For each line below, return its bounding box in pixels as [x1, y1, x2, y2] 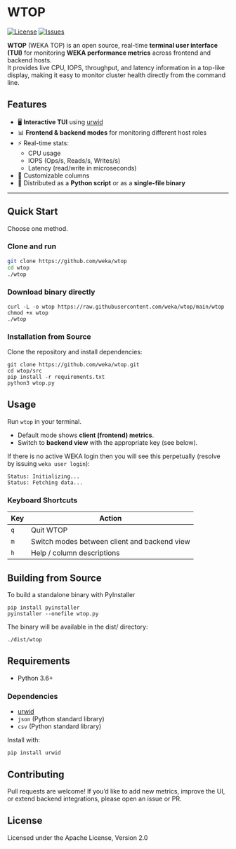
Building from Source [7, 572, 102, 584]
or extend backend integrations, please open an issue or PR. [7, 794, 182, 803]
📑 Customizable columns [17, 171, 90, 180]
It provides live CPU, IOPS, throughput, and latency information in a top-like [7, 63, 225, 72]
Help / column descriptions [30, 548, 120, 558]
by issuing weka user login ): [7, 459, 90, 467]
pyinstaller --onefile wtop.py [7, 610, 99, 617]
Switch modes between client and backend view [30, 537, 191, 547]
